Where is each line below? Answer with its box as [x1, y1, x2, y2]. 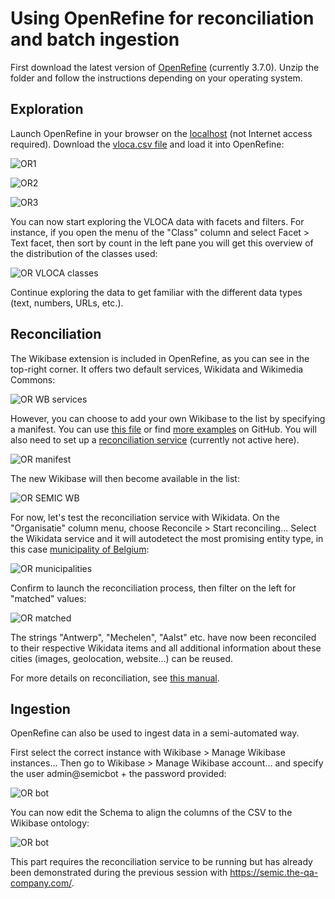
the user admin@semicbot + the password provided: [10, 768, 227, 780]
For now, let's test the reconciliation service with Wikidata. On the [10, 511, 280, 523]
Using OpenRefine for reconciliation [10, 7, 315, 30]
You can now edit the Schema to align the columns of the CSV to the [10, 807, 293, 819]
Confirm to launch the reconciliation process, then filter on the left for [10, 582, 297, 594]
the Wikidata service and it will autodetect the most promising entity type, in [10, 532, 324, 544]
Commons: [10, 373, 56, 386]
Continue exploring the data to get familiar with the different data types [10, 286, 303, 298]
